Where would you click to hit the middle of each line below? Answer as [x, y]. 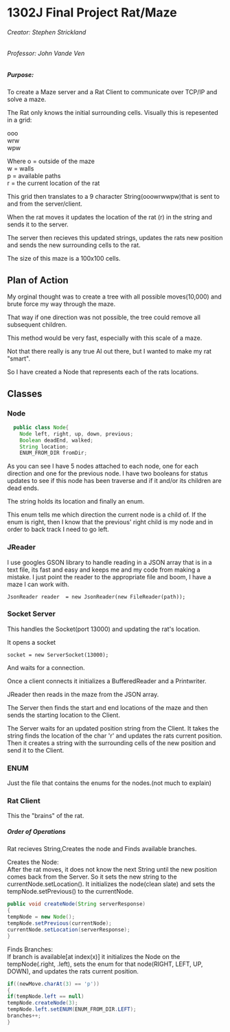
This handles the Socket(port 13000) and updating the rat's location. [104, 629]
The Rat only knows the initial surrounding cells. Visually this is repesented [113, 113]
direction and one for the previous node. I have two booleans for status [107, 473]
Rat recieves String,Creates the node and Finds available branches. [102, 849]
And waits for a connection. [46, 667]
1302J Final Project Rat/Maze [92, 13]
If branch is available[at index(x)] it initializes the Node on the [94, 956]
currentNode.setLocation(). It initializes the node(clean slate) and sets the [111, 884]
